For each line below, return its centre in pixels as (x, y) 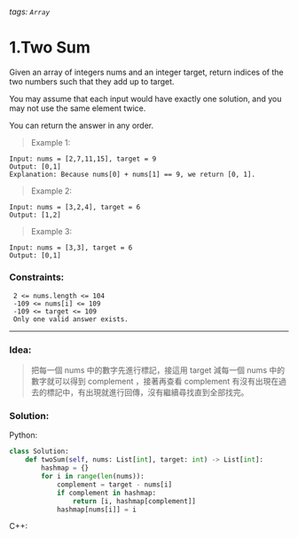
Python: (24, 435)
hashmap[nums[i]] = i (97, 510)
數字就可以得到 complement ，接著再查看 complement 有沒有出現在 (155, 382)
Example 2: (51, 191)
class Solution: (39, 452)
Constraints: (37, 277)
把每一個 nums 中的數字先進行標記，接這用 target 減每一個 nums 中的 (158, 370)
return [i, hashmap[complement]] (134, 501)
